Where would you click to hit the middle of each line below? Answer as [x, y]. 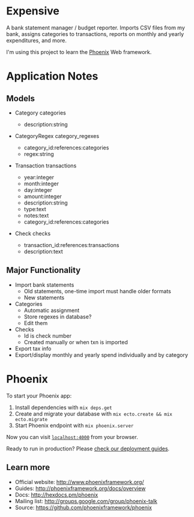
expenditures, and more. [37, 40]
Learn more [28, 468]
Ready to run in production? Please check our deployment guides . [88, 449]
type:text [35, 209]
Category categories [40, 113]
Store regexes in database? [58, 317]
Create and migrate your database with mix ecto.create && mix [93, 414]
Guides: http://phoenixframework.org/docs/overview [80, 488]
